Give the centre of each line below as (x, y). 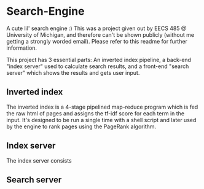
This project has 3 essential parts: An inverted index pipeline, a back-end (99, 60)
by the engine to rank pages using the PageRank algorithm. (81, 126)
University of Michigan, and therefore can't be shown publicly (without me (100, 34)
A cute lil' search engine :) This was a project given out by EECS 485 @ (96, 28)
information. (22, 48)
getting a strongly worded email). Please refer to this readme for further (97, 41)
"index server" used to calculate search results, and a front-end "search (98, 66)
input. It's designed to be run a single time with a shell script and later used (101, 120)
